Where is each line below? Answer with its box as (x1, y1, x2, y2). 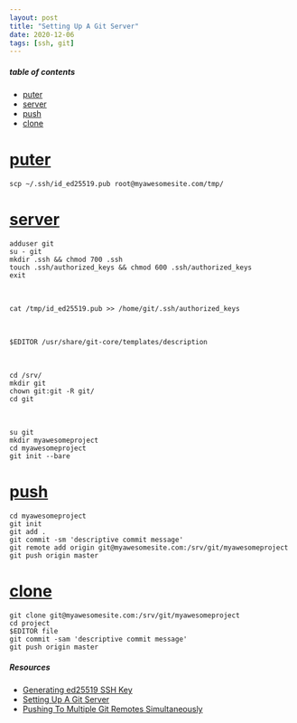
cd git (9, 395, 34, 404)
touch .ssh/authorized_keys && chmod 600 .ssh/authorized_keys (9, 263, 253, 272)
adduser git (9, 239, 54, 249)
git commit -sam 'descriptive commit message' (9, 634, 188, 643)
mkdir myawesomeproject (9, 436, 99, 446)
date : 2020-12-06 (9, 30, 75, 39)
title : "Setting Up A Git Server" (9, 22, 140, 31)
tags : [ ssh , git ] (9, 38, 75, 48)
